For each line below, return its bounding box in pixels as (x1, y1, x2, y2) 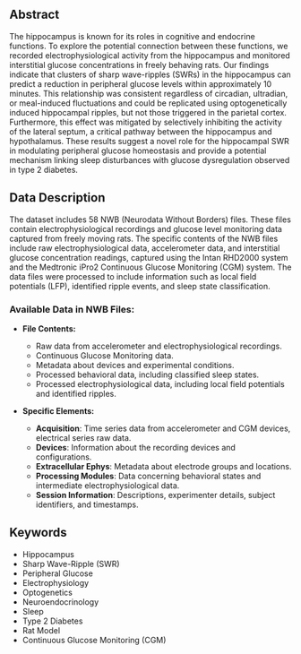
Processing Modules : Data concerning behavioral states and (35, 470, 262, 481)
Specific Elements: (21, 405, 95, 416)
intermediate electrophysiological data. (35, 479, 180, 491)
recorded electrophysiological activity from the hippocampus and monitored (9, 49, 291, 61)
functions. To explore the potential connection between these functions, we (9, 40, 288, 51)
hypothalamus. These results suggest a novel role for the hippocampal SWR (9, 135, 289, 146)
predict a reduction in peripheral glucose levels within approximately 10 (9, 78, 272, 89)
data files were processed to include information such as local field (9, 271, 257, 281)
